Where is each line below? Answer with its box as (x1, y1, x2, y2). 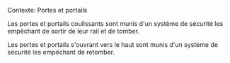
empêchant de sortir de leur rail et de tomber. (7, 27, 140, 35)
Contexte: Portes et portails (7, 6, 88, 14)
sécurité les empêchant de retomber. (7, 48, 115, 56)
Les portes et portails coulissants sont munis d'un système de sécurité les (7, 20, 224, 27)
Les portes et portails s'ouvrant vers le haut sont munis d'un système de (7, 41, 218, 48)
